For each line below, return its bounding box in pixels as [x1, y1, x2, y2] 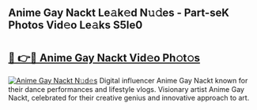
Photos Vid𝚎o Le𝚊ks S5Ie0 [8, 19, 143, 32]
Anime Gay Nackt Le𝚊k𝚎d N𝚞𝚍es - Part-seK [8, 6, 229, 20]
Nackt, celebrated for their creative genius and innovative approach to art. [8, 93, 250, 102]
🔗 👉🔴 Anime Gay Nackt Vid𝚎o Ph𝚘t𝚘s [8, 51, 200, 64]
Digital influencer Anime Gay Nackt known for [99, 76, 248, 85]
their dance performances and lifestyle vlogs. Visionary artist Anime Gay [8, 85, 245, 93]
